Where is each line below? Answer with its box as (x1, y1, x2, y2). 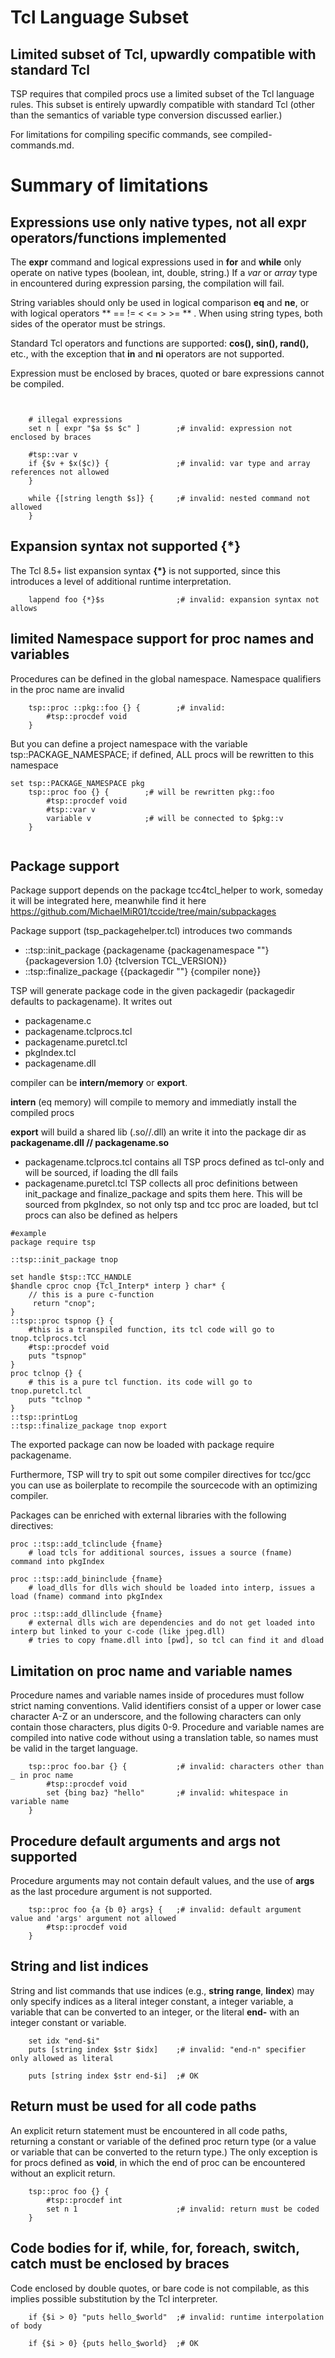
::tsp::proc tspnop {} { (10, 1316, 114, 1326)
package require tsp (10, 1237, 97, 1248)
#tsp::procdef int (46, 2195, 123, 2205)
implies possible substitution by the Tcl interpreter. (10, 2292, 218, 2305)
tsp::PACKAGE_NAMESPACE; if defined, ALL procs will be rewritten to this (10, 748, 315, 760)
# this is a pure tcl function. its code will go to (28, 1377, 253, 1388)
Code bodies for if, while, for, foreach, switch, (10, 2240, 300, 2257)
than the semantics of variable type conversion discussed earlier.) (10, 109, 283, 121)
